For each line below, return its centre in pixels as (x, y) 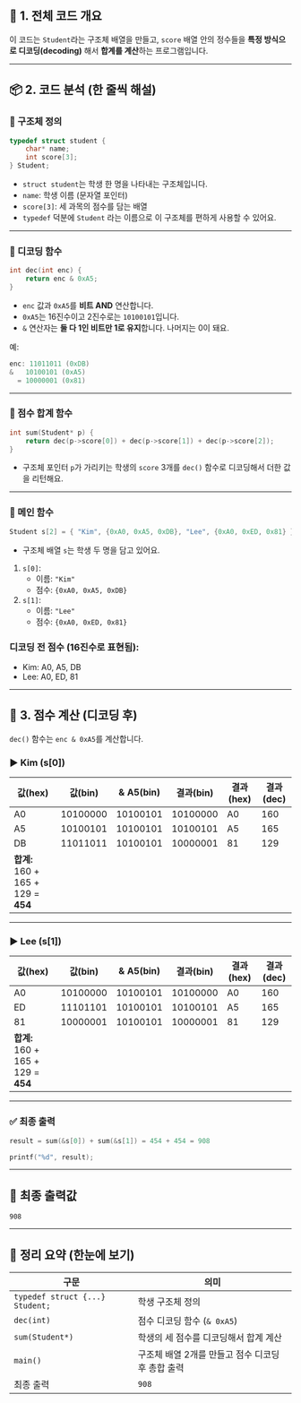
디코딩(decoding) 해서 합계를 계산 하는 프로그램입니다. (113, 50)
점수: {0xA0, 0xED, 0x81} (82, 622)
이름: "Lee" (56, 610)
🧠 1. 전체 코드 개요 (56, 16)
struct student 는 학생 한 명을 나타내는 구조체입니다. (115, 184)
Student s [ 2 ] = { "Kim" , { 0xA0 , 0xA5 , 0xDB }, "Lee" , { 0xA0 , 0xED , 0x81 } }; (154, 531)
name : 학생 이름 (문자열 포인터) (75, 195)
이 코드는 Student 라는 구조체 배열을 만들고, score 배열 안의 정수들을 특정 (136, 39)
